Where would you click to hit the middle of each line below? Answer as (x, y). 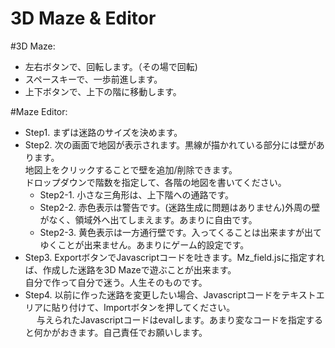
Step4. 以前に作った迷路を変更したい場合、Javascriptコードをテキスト (170, 294)
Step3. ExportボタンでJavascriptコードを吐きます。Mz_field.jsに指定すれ (174, 257)
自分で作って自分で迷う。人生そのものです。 (116, 282)
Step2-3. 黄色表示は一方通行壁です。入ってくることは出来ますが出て (181, 232)
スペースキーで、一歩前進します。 (93, 79)
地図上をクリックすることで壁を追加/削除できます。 (131, 169)
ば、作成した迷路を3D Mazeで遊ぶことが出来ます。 (130, 269)
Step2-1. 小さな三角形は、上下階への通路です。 (136, 194)
